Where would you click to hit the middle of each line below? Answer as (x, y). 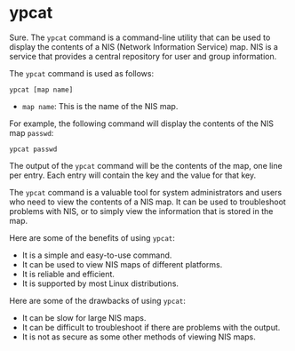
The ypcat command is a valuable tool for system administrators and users (146, 192)
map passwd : (32, 132)
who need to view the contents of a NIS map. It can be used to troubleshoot (147, 202)
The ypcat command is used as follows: (81, 73)
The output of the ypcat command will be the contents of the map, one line (146, 165)
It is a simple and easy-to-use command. (97, 255)
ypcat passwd (33, 149)
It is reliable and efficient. (68, 274)
